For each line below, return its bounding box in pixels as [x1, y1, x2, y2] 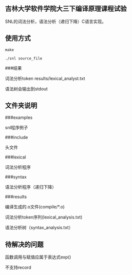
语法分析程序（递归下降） [5, 184, 57, 190]
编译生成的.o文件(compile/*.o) [5, 204, 65, 210]
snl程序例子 [5, 125, 28, 131]
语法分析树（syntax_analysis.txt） [5, 225, 73, 231]
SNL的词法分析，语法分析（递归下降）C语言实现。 [5, 19, 106, 24]
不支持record [5, 265, 32, 271]
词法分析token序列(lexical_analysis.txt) [5, 214, 83, 220]
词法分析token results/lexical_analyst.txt [5, 75, 85, 81]
